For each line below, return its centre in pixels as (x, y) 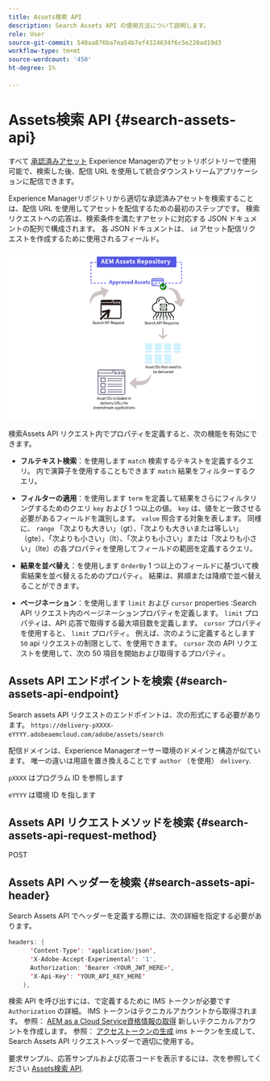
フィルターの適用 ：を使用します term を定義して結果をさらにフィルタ (135, 498)
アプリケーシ (237, 171)
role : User (27, 34)
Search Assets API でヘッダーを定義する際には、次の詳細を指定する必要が (132, 916)
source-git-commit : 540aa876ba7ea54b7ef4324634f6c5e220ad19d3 (115, 43)
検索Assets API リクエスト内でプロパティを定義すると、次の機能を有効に (129, 433)
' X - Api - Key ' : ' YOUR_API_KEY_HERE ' (88, 976)
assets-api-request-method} (83, 836)
